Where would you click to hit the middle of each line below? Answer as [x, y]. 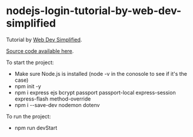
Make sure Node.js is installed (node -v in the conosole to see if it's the [101, 73]
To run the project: [29, 116]
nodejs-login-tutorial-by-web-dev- [94, 11]
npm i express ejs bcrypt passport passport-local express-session [95, 92]
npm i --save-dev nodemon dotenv [57, 105]
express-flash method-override [53, 99]
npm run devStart [36, 128]
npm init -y [28, 86]
